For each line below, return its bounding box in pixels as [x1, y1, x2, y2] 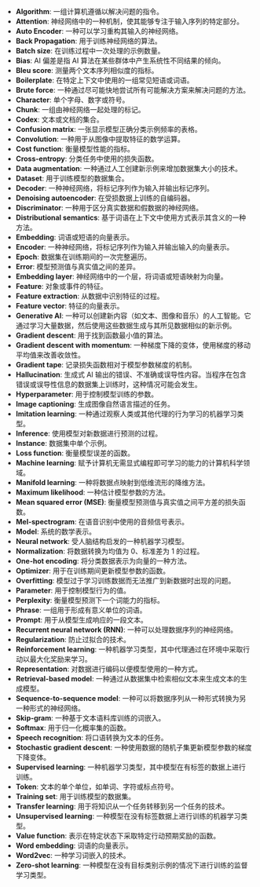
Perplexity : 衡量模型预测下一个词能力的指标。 [15, 596, 165, 604]
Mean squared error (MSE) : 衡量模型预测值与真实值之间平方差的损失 [15, 498, 240, 506]
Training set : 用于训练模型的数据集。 [15, 792, 136, 801]
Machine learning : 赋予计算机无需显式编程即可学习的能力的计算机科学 [15, 458, 244, 467]
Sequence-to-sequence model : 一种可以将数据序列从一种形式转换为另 [15, 694, 247, 703]
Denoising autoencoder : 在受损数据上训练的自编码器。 [15, 193, 195, 203]
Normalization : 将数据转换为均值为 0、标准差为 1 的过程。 [15, 546, 204, 556]
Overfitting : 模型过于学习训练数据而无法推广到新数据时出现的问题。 [15, 576, 236, 585]
